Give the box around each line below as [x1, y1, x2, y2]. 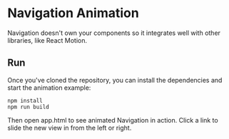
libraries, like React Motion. [7, 36, 88, 44]
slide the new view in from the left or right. [7, 123, 132, 132]
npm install [7, 97, 43, 104]
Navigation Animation [7, 5, 139, 21]
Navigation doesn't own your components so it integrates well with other [7, 29, 221, 37]
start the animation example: [7, 83, 91, 92]
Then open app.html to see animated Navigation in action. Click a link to [7, 115, 219, 124]
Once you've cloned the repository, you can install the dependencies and [7, 76, 223, 84]
